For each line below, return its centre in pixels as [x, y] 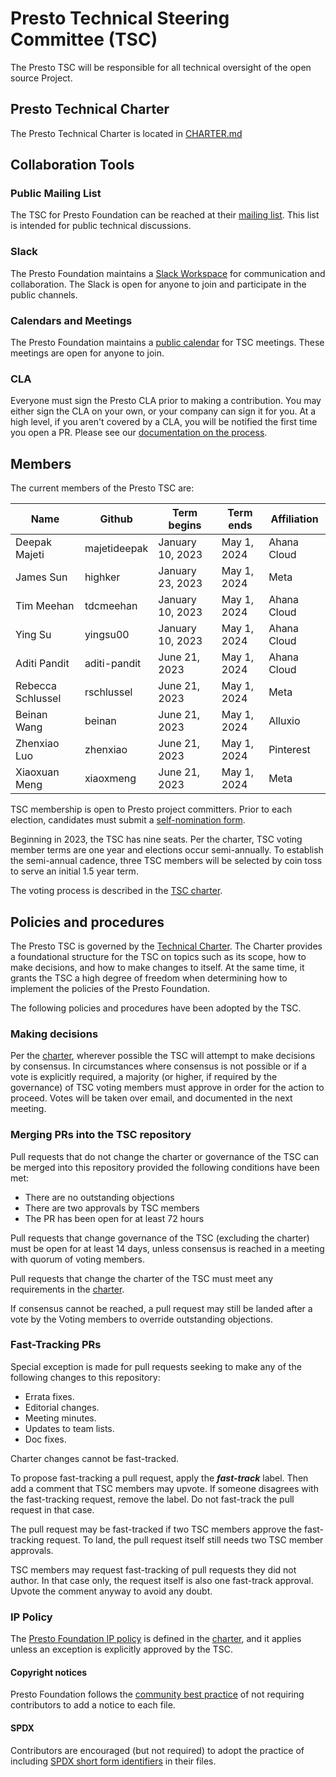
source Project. [41, 78]
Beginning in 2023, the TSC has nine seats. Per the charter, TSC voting [156, 839]
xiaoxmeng [110, 779]
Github [116, 519]
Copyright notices [49, 1672]
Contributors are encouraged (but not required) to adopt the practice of [157, 1750]
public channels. [44, 294]
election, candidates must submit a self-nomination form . [128, 820]
